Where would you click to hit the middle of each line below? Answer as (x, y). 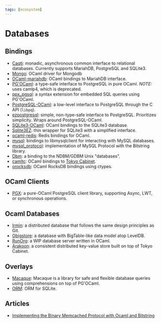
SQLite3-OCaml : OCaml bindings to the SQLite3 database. (70, 125)
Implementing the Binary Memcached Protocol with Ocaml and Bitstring (83, 315)
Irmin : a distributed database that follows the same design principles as (83, 225)
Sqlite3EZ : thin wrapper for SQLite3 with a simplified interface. (74, 130)
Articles (17, 304)
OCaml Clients (27, 182)
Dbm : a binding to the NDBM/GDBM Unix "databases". (66, 156)
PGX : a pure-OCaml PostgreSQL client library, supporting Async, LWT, (82, 193)
